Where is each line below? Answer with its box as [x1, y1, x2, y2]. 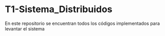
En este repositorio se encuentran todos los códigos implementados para [5, 20, 160, 26]
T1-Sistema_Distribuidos [5, 4, 113, 15]
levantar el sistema [5, 25, 45, 31]
